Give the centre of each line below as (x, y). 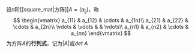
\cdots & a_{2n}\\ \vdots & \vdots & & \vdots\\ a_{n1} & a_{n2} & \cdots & (101, 26)
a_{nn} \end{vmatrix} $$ (101, 33)
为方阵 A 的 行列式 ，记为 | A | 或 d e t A (47, 43)
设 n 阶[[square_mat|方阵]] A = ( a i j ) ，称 (53, 10)
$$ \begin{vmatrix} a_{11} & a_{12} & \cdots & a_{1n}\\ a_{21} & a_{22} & (101, 20)
